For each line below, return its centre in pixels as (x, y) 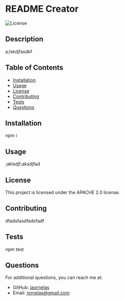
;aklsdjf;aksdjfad (23, 164)
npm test (15, 249)
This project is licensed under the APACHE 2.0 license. (63, 192)
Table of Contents (34, 68)
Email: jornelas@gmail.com (41, 293)
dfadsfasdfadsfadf (25, 221)
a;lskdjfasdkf (19, 51)
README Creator (42, 9)
